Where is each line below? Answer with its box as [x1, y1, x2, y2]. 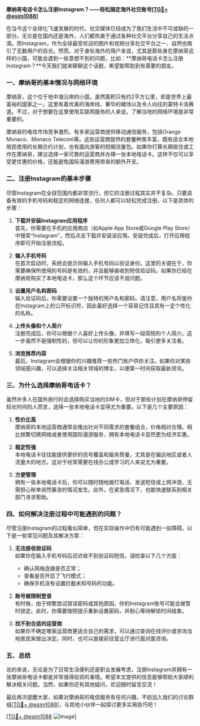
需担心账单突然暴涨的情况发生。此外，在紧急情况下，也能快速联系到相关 [14, 486, 192, 493]
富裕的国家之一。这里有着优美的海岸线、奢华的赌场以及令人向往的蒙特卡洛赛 [6, 101, 194, 108]
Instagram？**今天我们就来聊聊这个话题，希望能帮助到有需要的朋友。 [6, 62, 177, 69]
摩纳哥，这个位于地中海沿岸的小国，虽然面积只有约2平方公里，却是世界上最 [6, 93, 192, 100]
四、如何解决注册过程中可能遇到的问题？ [6, 510, 122, 518]
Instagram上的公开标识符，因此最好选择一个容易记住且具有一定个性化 [20, 302, 191, 309]
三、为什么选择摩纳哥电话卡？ [6, 381, 92, 389]
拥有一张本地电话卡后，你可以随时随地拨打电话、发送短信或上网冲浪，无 [14, 478, 192, 485]
